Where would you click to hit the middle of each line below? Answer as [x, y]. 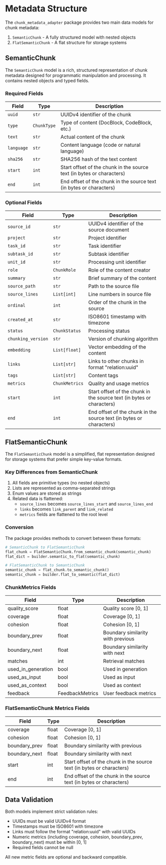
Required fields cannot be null [43, 848]
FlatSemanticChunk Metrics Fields [47, 708]
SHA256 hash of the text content [99, 159]
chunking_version [28, 339]
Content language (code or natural [101, 145]
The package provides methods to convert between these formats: [73, 538]
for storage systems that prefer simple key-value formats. [64, 460]
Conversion [19, 527]
